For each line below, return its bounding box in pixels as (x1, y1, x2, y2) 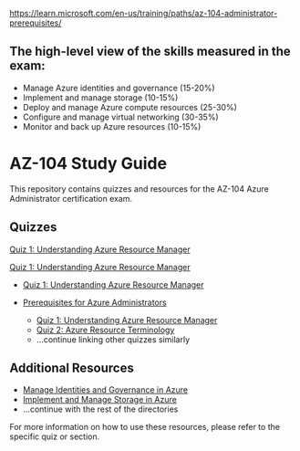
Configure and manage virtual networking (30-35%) (22, 111, 219, 122)
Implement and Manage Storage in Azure (22, 394, 178, 405)
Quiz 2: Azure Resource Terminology (36, 324, 175, 335)
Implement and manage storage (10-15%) (22, 91, 179, 103)
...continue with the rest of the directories (22, 404, 179, 414)
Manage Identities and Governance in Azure (22, 384, 189, 395)
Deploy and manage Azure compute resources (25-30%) (22, 101, 237, 112)
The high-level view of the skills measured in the (9, 44, 292, 59)
